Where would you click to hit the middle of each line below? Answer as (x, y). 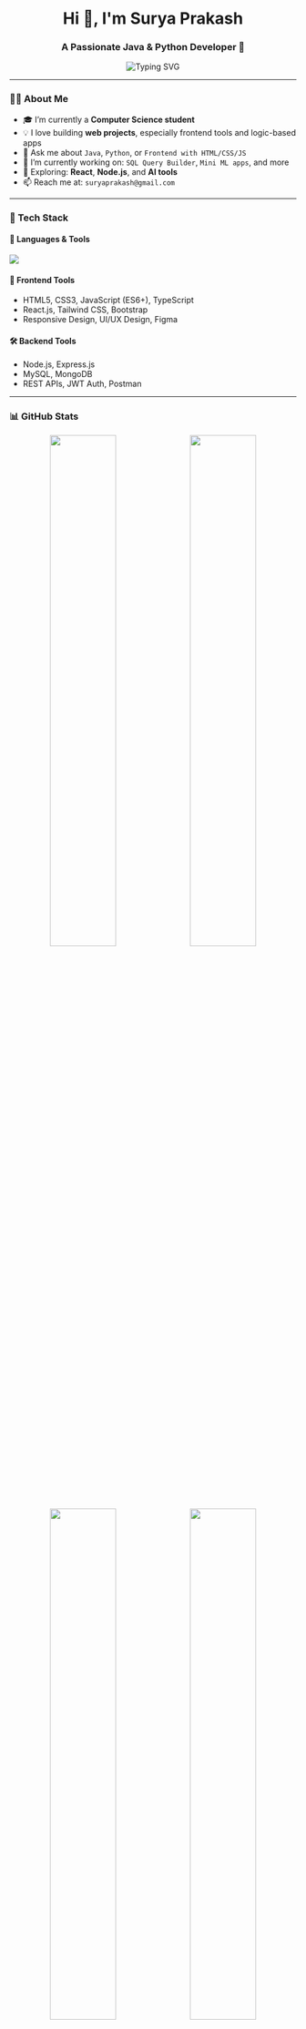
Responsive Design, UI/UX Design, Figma (100, 320)
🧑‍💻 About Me (39, 99)
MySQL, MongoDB (57, 374)
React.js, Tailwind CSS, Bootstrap (85, 310)
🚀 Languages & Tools (50, 240)
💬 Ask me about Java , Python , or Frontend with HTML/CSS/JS (134, 152)
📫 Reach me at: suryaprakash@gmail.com (99, 182)
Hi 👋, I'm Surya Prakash (153, 19)
